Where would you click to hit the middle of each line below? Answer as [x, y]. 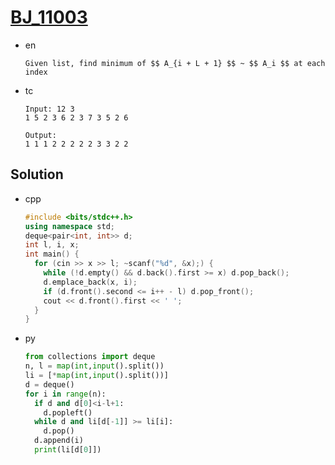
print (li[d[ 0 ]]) [68, 450]
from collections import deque [90, 357]
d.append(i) [59, 441]
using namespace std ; [70, 226]
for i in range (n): [65, 394]
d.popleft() [68, 412]
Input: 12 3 [49, 109]
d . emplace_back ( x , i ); [90, 282]
